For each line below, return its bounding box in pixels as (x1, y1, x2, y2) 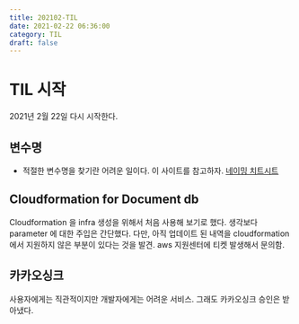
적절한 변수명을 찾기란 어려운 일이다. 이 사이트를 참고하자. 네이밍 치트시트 (22, 165, 279, 176)
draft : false (9, 38, 58, 48)
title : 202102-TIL (9, 13, 78, 22)
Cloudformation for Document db (9, 192, 199, 207)
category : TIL (9, 30, 63, 39)
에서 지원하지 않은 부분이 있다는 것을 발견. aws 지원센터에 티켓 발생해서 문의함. (9, 239, 286, 250)
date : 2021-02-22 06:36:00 (9, 22, 110, 31)
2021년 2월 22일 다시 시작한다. (9, 111, 119, 122)
